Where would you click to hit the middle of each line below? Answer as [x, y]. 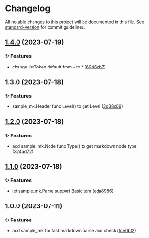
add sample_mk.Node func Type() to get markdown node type [74, 146]
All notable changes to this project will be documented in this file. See [75, 22]
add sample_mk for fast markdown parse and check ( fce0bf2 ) [74, 231]
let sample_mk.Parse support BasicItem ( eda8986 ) [63, 191]
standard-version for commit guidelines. [45, 27]
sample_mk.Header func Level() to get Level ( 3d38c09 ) [67, 106]
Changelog [28, 8]
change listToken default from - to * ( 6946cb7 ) [59, 67]
